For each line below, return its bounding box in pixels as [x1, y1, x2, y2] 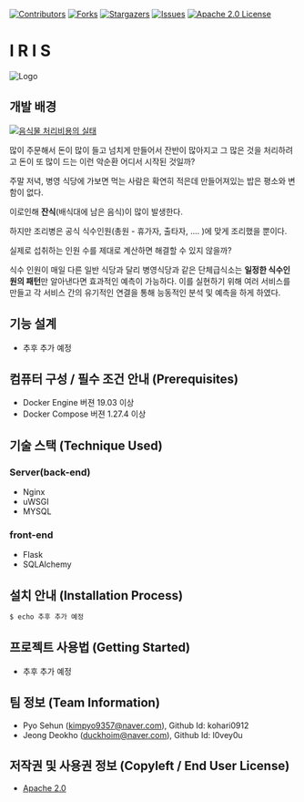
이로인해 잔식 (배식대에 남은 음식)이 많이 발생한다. [9, 206, 184, 217]
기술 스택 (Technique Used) [9, 437, 163, 453]
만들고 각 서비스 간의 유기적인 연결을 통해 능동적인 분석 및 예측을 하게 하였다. [9, 287, 281, 298]
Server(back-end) [9, 466, 91, 478]
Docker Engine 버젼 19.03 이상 [22, 397, 135, 408]
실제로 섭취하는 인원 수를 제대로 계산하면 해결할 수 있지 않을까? [9, 244, 232, 255]
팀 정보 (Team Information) [9, 695, 161, 711]
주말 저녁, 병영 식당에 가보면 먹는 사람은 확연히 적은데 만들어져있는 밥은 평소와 [9, 175, 287, 186]
